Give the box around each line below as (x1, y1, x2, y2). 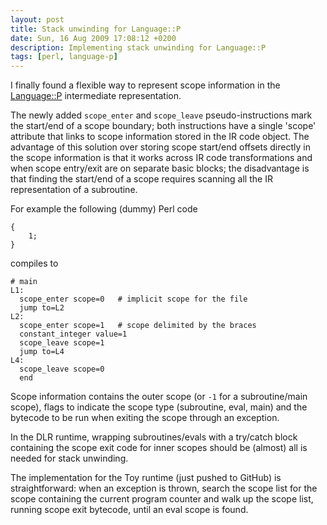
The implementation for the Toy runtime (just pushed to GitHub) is (10, 472, 282, 484)
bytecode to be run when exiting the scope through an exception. (10, 412, 280, 424)
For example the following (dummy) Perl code (10, 203, 198, 215)
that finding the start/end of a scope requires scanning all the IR (10, 173, 273, 185)
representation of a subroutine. (10, 184, 138, 196)
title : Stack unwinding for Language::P (10, 24, 182, 34)
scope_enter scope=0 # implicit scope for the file (19, 294, 248, 305)
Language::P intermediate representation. (10, 90, 182, 102)
